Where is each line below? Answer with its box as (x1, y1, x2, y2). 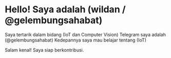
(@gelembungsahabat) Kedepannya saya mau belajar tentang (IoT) (5, 37, 147, 43)
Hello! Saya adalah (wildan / (5, 4, 126, 15)
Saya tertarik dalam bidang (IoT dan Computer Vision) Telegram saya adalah (5, 31, 166, 37)
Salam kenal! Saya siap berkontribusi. (5, 47, 84, 53)
